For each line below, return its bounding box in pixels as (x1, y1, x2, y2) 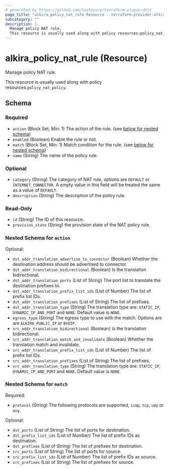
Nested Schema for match (5, 381, 68, 388)
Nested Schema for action (5, 234, 70, 242)
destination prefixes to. (12, 282, 60, 288)
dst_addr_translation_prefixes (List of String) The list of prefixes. (12, 299, 150, 305)
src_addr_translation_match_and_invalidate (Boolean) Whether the (12, 336, 153, 342)
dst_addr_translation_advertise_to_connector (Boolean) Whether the (12, 256, 158, 262)
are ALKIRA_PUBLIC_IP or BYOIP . (12, 320, 76, 326)
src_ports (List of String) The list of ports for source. (12, 448, 122, 454)
